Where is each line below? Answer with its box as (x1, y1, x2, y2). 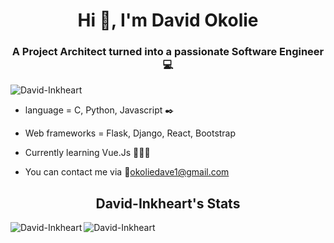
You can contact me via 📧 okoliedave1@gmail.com (24, 166, 230, 178)
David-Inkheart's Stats (95, 195, 241, 212)
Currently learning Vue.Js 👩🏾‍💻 (24, 147, 151, 159)
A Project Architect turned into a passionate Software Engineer (11, 45, 325, 59)
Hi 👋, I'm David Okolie (77, 9, 259, 32)
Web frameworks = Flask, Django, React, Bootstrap (24, 127, 237, 139)
